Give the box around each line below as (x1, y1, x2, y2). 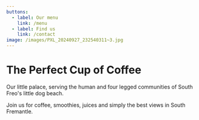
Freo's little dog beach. (6, 89, 64, 97)
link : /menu (17, 20, 47, 26)
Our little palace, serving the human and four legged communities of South (6, 83, 193, 90)
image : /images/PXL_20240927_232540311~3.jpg (6, 37, 123, 43)
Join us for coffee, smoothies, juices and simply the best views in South (6, 101, 186, 108)
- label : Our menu (12, 15, 59, 21)
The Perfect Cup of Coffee (6, 63, 141, 77)
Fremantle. (6, 107, 33, 115)
